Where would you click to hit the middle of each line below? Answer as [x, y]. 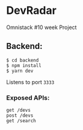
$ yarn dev [20, 71]
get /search [21, 121]
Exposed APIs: [28, 97]
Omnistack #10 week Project [41, 27]
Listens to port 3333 [30, 82]
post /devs [20, 115]
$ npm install [24, 65]
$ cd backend [23, 60]
